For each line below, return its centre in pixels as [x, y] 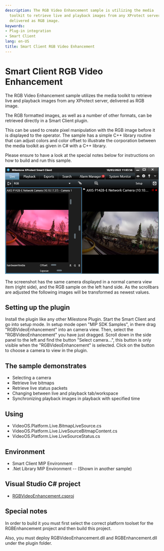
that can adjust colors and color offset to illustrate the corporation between [81, 140]
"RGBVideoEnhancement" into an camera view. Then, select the [69, 330]
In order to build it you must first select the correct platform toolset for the [79, 523]
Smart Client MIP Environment [42, 463]
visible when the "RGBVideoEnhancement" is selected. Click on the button [80, 345]
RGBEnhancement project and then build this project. [58, 528]
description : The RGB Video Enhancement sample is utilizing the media [79, 10]
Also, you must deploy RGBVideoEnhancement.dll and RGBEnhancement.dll [81, 538]
